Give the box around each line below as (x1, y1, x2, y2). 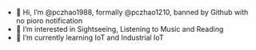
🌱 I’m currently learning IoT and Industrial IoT (15, 33, 164, 42)
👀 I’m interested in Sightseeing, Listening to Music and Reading (15, 25, 224, 33)
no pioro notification (15, 16, 82, 25)
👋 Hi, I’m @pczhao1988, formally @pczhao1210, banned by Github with (15, 8, 249, 17)
